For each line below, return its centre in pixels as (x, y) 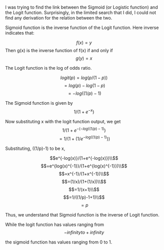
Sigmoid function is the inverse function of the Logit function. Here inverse (82, 28)
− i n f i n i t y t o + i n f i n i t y (84, 232)
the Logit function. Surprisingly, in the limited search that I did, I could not (81, 13)
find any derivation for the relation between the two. (59, 18)
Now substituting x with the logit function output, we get (63, 121)
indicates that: (20, 33)
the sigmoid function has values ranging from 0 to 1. (59, 242)
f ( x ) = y (84, 43)
